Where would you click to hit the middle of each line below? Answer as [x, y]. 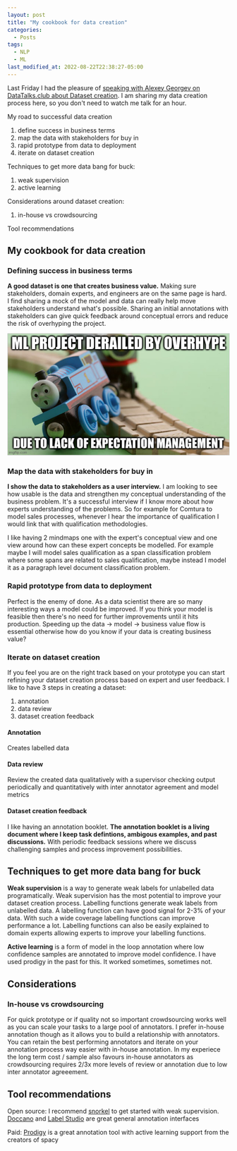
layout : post [26, 15]
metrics [18, 795]
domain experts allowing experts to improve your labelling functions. [107, 933]
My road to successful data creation [60, 116]
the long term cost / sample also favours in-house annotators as [101, 1057]
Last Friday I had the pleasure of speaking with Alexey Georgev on [104, 87]
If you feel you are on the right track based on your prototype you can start [116, 672]
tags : [15, 45]
